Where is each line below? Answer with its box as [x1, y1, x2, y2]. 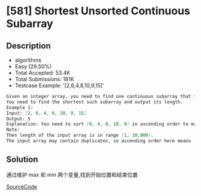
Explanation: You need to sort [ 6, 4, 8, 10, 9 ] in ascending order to [6, 121, 188, 127]
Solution [6, 154, 38, 165]
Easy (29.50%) [14, 63, 52, 70]
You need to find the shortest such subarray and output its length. [6, 99, 184, 105]
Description [6, 41, 51, 51]
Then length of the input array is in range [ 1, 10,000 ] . [6, 133, 154, 139]
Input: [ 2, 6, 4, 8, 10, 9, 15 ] [6, 110, 87, 116]
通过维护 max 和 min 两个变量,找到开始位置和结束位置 [6, 171, 138, 178]
